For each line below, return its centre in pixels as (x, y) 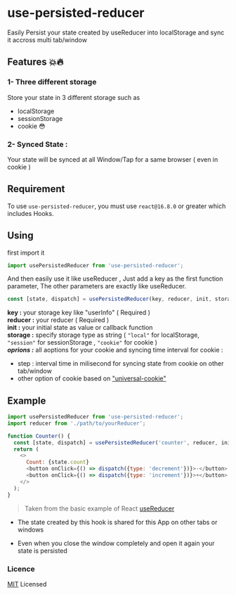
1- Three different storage (52, 82)
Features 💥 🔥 (35, 62)
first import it (26, 252)
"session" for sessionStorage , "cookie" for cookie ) (83, 343)
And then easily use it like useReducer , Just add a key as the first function (115, 279)
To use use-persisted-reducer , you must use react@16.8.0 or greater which (117, 206)
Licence (21, 569)
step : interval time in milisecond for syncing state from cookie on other (120, 364)
